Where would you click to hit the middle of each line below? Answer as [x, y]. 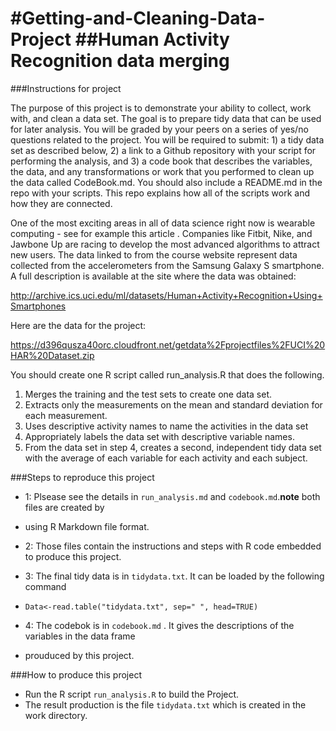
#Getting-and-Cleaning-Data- [138, 18]
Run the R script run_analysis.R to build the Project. [132, 694]
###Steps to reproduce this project [82, 477]
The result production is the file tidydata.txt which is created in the [165, 704]
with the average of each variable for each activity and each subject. [166, 458]
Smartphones [38, 306]
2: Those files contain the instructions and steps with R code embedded [173, 546]
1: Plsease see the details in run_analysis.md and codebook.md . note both [172, 496]
